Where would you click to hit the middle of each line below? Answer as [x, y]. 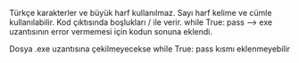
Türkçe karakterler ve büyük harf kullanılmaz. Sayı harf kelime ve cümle [141, 13]
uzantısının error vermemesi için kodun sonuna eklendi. [111, 31]
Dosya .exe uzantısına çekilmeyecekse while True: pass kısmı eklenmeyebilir [150, 49]
